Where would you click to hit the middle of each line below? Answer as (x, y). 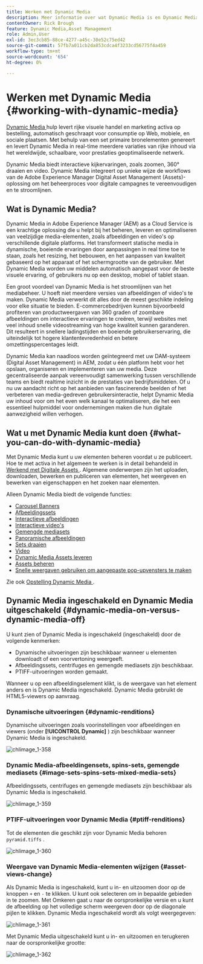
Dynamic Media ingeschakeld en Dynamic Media (100, 601)
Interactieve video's (40, 525)
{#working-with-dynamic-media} (93, 110)
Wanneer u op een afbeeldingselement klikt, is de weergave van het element (101, 683)
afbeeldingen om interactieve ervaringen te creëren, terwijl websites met (97, 319)
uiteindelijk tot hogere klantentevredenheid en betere (72, 338)
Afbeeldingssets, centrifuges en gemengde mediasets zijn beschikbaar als (99, 786)
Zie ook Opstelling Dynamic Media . (50, 582)
